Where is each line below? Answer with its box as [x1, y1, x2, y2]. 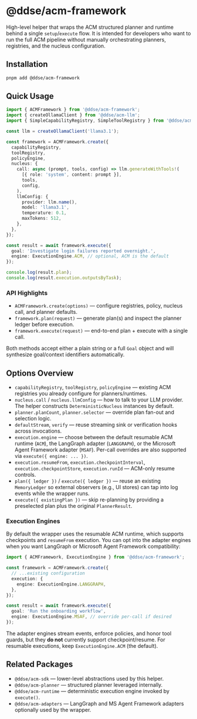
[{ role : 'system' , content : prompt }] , [21, 172, 122, 178]
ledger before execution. [14, 321, 74, 328]
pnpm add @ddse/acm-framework [6, 75, 80, 81]
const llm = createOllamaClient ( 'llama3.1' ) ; [6, 128, 119, 135]
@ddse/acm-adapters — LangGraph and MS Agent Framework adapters [14, 700, 184, 707]
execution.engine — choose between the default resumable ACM [14, 434, 173, 441]
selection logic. [14, 415, 52, 422]
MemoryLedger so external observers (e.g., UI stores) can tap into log [14, 484, 178, 491]
